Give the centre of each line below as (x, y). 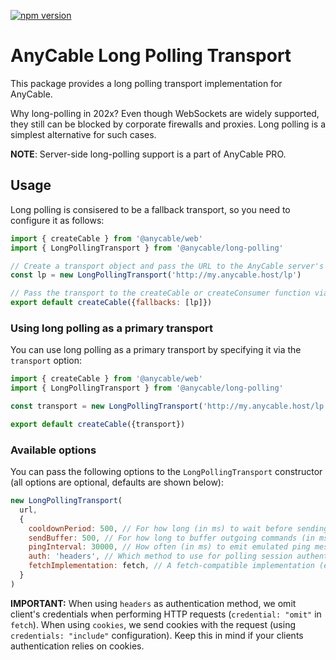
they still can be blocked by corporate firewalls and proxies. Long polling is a (168, 124)
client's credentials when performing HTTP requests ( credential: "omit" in (166, 614)
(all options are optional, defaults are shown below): (117, 482)
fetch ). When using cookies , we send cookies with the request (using (153, 624)
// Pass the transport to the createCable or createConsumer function (160, 293)
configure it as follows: (57, 220)
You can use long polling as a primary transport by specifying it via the (156, 350)
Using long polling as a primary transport (111, 328)
